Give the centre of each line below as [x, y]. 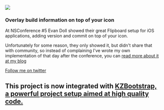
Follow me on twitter [26, 71]
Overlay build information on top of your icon [60, 20]
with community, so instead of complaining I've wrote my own [68, 51]
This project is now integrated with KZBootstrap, [81, 86]
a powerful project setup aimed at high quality [77, 94]
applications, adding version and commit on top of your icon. [67, 36]
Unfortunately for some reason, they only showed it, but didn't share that [79, 45]
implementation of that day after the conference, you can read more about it [82, 56]
